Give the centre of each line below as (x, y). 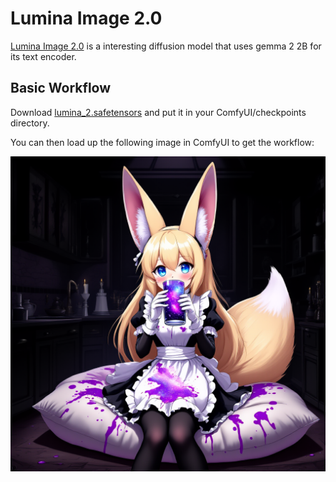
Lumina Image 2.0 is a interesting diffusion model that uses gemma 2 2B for (166, 46)
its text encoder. (43, 56)
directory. (30, 123)
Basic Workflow (61, 88)
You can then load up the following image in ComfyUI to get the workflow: (162, 142)
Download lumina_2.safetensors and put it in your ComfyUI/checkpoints (158, 112)
